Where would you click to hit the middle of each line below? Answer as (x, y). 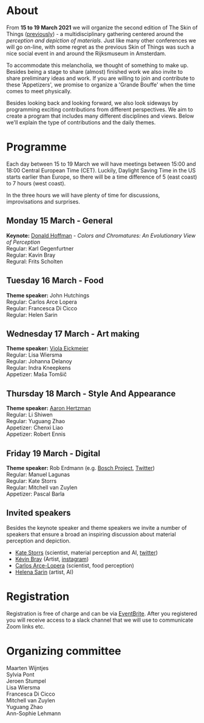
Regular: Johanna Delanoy (39, 361)
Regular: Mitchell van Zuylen (42, 487)
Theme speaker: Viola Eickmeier (47, 349)
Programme (36, 147)
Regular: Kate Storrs (32, 481)
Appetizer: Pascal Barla (36, 494)
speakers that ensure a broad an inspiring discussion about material (91, 534)
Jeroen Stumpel (26, 681)
